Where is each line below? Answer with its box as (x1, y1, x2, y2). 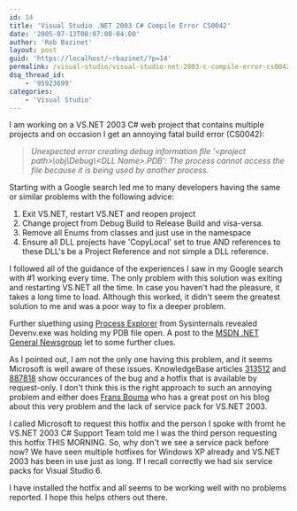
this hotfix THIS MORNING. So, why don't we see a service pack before (9, 437, 270, 448)
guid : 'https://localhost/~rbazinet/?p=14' (9, 54, 172, 63)
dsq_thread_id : (9, 71, 65, 80)
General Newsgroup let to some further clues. (9, 337, 177, 348)
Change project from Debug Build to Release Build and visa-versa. (21, 218, 263, 228)
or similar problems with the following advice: (9, 191, 175, 202)
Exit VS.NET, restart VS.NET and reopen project (21, 209, 196, 220)
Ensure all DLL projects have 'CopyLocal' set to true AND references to (21, 236, 281, 248)
